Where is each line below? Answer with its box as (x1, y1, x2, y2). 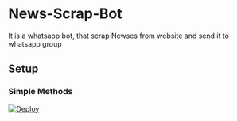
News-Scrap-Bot (8, 5, 123, 23)
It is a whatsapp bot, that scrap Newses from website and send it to (8, 31, 229, 40)
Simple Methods (8, 86, 73, 97)
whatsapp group (8, 39, 62, 48)
